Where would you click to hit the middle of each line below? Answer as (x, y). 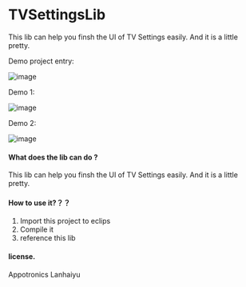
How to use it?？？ (39, 203)
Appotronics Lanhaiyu (44, 274)
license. (22, 256)
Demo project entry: (41, 61)
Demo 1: (22, 92)
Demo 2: (22, 123)
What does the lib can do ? (53, 157)
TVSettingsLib (57, 15)
